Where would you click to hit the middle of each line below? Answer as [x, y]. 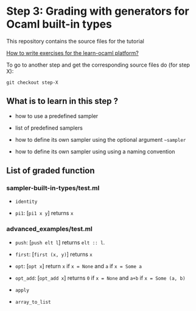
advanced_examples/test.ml [49, 229]
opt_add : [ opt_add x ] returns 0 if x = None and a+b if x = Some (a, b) [100, 278]
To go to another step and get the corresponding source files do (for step [98, 65]
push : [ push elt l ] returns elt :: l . [60, 242]
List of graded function [51, 171]
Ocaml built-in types [59, 24]
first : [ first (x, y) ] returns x [54, 254]
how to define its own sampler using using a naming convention [95, 152]
